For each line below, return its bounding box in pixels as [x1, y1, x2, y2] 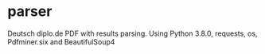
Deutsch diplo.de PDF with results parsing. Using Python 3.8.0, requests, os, [7, 29, 258, 38]
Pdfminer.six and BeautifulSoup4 [7, 37, 115, 46]
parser [7, 2, 53, 21]
